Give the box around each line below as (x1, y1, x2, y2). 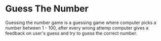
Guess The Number (5, 3, 89, 14)
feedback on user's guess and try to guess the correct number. (5, 30, 138, 36)
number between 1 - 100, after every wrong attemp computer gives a (5, 24, 149, 30)
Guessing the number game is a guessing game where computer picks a (5, 19, 156, 25)
